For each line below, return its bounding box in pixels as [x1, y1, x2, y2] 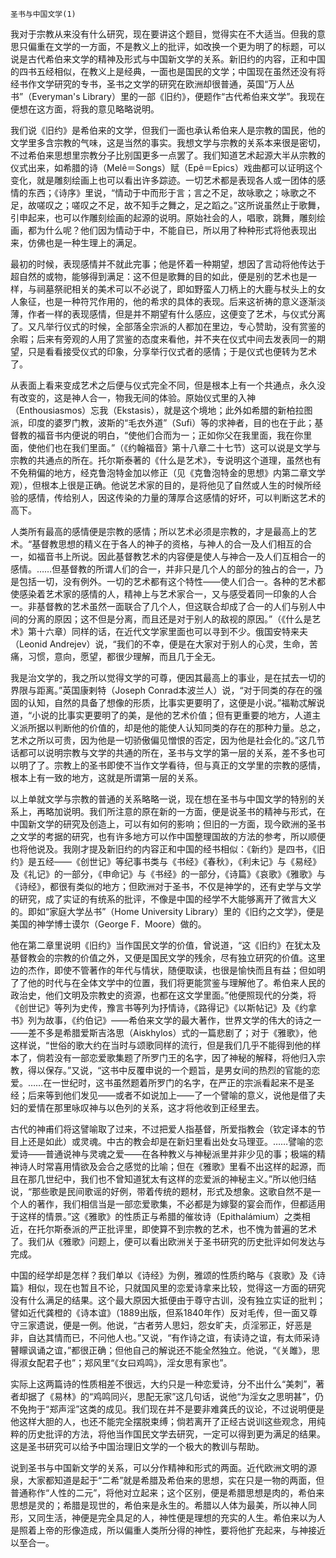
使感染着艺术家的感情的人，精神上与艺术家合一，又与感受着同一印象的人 [10, 588, 308, 600]
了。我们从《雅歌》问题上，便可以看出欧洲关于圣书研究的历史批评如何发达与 [10, 1236, 326, 1247]
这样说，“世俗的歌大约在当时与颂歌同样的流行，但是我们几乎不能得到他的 [10, 1039, 313, 1051]
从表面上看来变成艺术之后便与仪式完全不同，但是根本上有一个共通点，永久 [10, 379, 317, 391]
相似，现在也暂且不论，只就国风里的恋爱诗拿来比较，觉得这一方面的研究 [27, 1282, 326, 1293]
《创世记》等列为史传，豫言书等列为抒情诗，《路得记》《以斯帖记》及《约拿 [10, 1002, 317, 1013]
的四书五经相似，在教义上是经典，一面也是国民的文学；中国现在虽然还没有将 [10, 66, 326, 77]
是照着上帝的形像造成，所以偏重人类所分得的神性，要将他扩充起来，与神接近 [10, 1524, 326, 1536]
